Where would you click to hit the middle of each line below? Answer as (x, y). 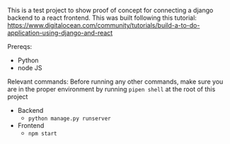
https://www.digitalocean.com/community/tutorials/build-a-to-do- (104, 25)
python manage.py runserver (69, 118)
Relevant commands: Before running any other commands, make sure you (115, 82)
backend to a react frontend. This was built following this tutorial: (102, 18)
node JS (30, 68)
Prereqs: (20, 46)
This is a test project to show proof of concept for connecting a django (110, 10)
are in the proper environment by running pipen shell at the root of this (111, 89)
